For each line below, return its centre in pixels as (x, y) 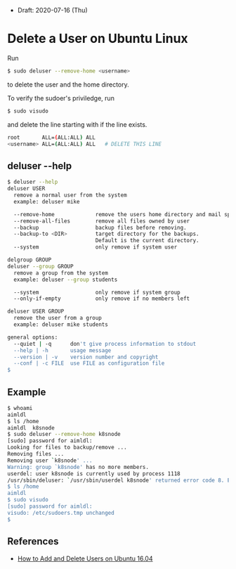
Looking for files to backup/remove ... (67, 448)
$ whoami (20, 408)
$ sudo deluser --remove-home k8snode (64, 434)
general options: (33, 337)
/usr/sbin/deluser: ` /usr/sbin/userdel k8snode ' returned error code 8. (116, 480)
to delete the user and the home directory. (68, 85)
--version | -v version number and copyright (86, 357)
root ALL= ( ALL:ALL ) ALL (52, 137)
